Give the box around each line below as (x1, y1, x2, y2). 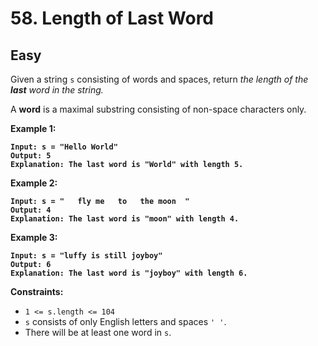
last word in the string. (10, 84, 104, 96)
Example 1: (10, 123, 57, 134)
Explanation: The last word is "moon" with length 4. (10, 214, 240, 224)
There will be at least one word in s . (24, 327, 172, 338)
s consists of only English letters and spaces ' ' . (24, 316, 227, 327)
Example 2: (10, 177, 58, 189)
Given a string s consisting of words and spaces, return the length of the (10, 73, 309, 85)
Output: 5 (10, 151, 52, 161)
